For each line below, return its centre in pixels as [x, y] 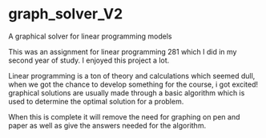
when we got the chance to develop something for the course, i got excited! [133, 84]
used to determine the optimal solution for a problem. [96, 101]
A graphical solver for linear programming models [90, 36]
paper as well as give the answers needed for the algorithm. [107, 125]
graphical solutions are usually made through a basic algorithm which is [127, 92]
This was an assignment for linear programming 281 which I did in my [123, 51]
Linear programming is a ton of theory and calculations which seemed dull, [132, 75]
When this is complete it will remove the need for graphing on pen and [124, 116]
